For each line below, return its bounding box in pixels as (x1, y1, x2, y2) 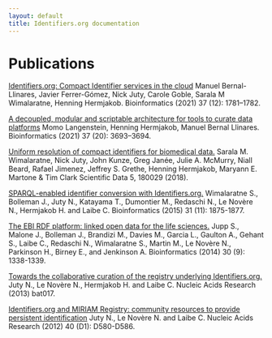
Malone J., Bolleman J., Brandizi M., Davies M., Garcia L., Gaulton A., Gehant (8, 230, 264, 240)
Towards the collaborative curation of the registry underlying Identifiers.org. (8, 272, 262, 281)
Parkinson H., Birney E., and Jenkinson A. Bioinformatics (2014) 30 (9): (8, 247, 245, 257)
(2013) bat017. (8, 289, 55, 298)
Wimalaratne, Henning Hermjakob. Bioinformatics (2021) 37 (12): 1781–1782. (8, 98, 261, 108)
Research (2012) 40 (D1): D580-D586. (8, 322, 136, 332)
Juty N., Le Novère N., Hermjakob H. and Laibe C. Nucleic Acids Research (8, 280, 256, 290)
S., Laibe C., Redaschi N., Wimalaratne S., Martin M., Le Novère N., (8, 238, 231, 248)
